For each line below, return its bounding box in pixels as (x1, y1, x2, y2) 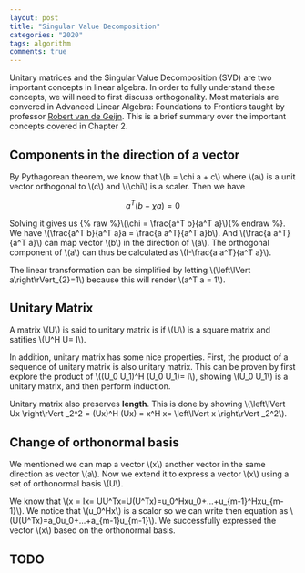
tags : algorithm (9, 38, 71, 48)
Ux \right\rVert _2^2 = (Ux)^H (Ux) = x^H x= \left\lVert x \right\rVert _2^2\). (9, 408, 288, 419)
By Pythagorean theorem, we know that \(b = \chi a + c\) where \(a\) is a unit (9, 170, 296, 182)
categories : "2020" (9, 30, 84, 39)
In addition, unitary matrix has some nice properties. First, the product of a (9, 352, 289, 363)
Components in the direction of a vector (9, 147, 240, 162)
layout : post (9, 13, 59, 23)
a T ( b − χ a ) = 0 (126, 198, 180, 210)
